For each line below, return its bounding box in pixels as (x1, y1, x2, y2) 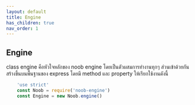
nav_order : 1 (6, 25, 39, 32)
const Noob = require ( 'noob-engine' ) (17, 87, 111, 93)
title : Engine (6, 14, 42, 20)
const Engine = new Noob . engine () (17, 93, 102, 99)
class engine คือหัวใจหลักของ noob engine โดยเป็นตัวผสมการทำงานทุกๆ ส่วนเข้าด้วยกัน (6, 63, 190, 70)
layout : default (6, 8, 46, 15)
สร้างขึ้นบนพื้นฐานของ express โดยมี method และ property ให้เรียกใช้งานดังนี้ (6, 70, 168, 78)
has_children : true (6, 20, 55, 26)
